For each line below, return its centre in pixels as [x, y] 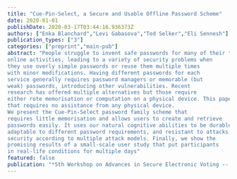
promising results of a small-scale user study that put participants [113, 145]
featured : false [31, 158]
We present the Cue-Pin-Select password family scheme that [98, 112]
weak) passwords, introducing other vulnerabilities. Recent [99, 86]
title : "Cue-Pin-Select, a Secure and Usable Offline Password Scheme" [115, 14]
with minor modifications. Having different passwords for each [104, 73]
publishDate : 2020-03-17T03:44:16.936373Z [71, 27]
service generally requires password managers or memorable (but [105, 79]
